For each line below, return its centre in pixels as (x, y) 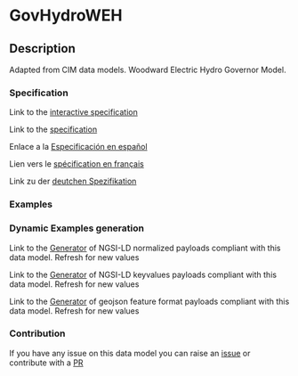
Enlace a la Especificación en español (79, 147)
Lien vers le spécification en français (77, 164)
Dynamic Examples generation (77, 228)
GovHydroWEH (66, 16)
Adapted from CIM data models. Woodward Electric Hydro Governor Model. (148, 69)
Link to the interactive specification (73, 112)
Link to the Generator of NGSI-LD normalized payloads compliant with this (145, 248)
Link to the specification (53, 129)
